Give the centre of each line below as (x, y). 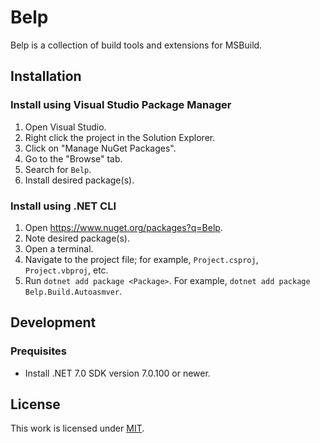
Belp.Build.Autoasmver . (73, 291)
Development (53, 322)
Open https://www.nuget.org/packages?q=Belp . (123, 227)
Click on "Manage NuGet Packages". (100, 148)
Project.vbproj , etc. (66, 270)
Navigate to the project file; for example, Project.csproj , (141, 259)
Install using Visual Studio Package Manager (121, 105)
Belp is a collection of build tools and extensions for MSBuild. (136, 45)
